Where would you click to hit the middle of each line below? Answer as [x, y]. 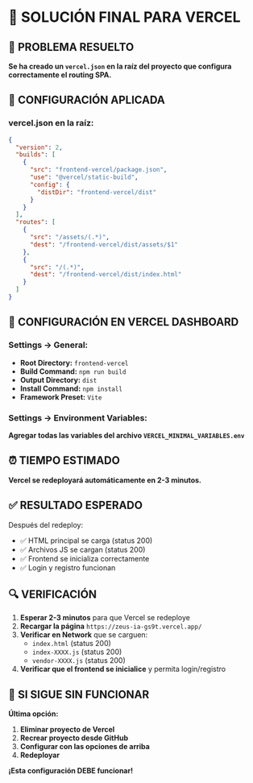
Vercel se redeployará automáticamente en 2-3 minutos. [105, 480]
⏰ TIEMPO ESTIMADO [64, 460]
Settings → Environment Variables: [78, 417]
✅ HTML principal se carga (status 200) [86, 541]
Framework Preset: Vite [61, 397]
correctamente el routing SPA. [60, 75]
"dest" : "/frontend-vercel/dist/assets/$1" [104, 244]
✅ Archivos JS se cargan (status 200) [83, 549]
